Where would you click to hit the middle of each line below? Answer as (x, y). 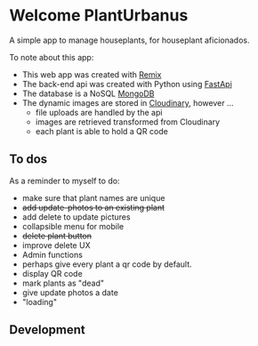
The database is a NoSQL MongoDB (88, 93)
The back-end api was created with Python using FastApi (127, 84)
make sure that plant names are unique (93, 197)
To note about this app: (52, 57)
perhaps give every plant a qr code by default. (107, 264)
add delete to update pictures (76, 217)
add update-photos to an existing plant (93, 207)
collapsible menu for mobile (73, 226)
